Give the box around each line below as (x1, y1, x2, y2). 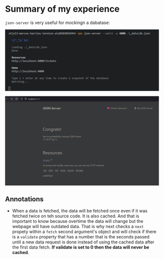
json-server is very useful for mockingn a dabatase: (5, 20, 110, 25)
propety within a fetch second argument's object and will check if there (12, 229, 157, 235)
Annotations (5, 195, 44, 203)
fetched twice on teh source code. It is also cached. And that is (12, 213, 140, 219)
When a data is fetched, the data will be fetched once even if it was (12, 208, 148, 214)
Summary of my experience (5, 3, 120, 15)
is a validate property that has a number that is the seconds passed (12, 234, 150, 240)
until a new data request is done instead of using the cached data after (12, 239, 155, 245)
